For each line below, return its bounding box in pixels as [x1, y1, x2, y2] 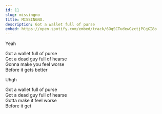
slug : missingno [5, 12, 40, 17]
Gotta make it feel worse [5, 98, 57, 104]
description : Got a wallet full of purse [5, 21, 95, 27]
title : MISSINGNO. [5, 17, 45, 22]
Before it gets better [5, 67, 48, 73]
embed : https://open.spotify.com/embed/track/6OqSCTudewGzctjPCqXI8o [5, 27, 157, 32]
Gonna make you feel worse [5, 61, 65, 67]
